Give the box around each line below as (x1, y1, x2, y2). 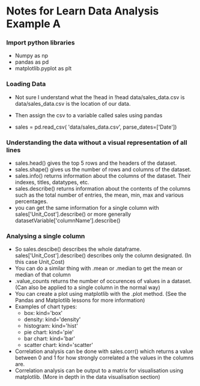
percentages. (14, 198, 48, 205)
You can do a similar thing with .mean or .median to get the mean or (14, 265, 183, 272)
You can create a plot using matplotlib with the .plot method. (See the (14, 290, 187, 298)
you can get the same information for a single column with (14, 204, 159, 212)
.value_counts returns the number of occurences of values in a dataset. (14, 278, 192, 285)
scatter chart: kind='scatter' (23, 342, 93, 349)
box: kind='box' (23, 310, 63, 317)
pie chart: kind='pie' (23, 329, 74, 336)
